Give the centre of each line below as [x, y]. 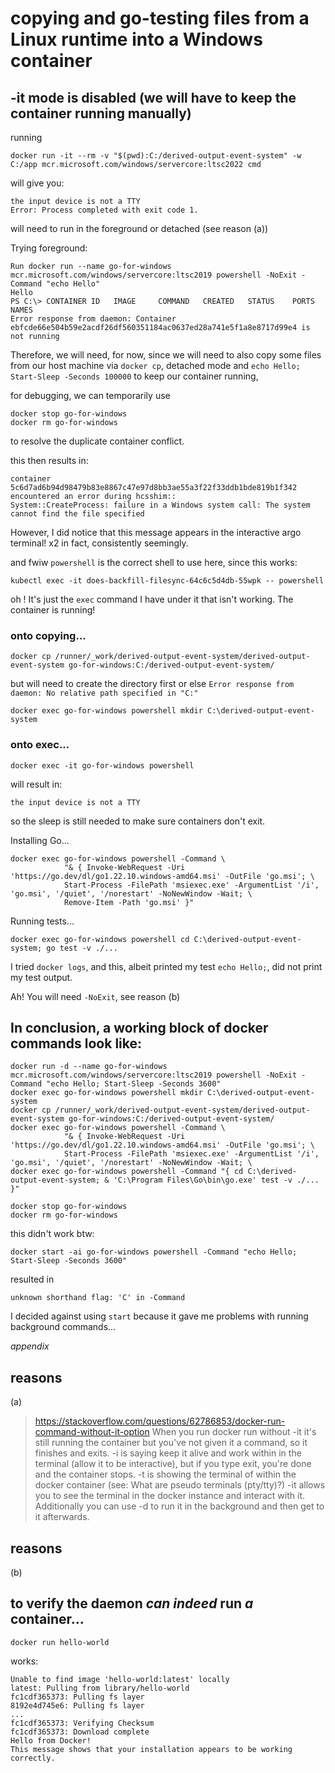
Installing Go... [40, 840]
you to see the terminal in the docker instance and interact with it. [169, 1496]
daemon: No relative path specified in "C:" [104, 693]
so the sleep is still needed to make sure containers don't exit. [138, 821]
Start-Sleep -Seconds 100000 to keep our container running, [134, 376]
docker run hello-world [60, 1642]
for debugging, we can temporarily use [90, 395]
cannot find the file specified [77, 514]
